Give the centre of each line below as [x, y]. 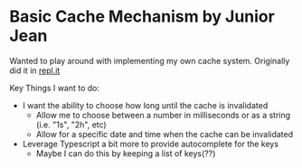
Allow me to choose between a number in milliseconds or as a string [163, 115]
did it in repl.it [35, 70]
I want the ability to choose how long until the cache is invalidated [145, 105]
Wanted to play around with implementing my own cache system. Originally [150, 61]
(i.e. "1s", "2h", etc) [71, 125]
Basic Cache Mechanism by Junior [142, 17]
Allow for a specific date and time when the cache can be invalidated [165, 134]
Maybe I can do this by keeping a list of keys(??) [126, 153]
